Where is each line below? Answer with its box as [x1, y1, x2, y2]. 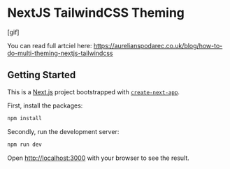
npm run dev [7, 141, 42, 148]
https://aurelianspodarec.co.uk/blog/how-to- [93, 41, 223, 50]
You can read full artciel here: [7, 41, 92, 50]
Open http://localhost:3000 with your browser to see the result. [7, 154, 190, 162]
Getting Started [7, 69, 76, 81]
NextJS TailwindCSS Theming [7, 5, 185, 21]
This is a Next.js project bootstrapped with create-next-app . [7, 87, 180, 96]
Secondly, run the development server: [7, 127, 120, 135]
